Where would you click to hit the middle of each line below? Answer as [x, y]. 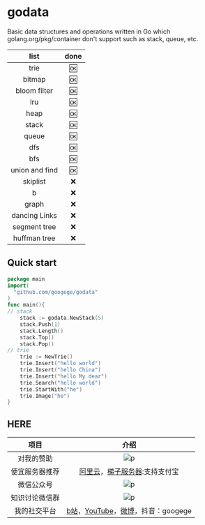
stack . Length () [42, 331]
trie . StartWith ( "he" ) [51, 389]
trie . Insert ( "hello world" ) [60, 364]
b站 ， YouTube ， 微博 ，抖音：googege [129, 511]
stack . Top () [37, 337]
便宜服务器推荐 [36, 472]
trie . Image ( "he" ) [45, 396]
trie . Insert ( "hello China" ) [60, 370]
